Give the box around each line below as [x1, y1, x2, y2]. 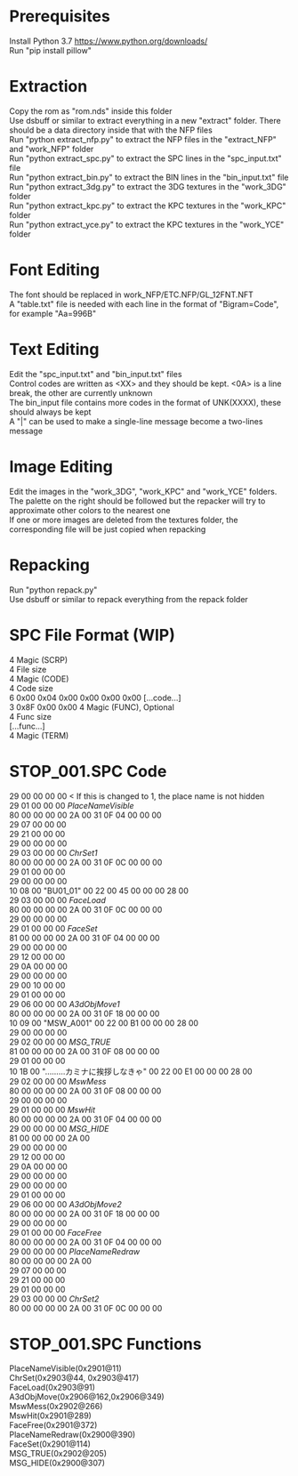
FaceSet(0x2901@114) [9, 1439, 92, 1449]
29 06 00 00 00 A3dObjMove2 [9, 1198, 122, 1209]
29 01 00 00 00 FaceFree [9, 1227, 102, 1238]
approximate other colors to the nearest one [9, 504, 171, 515]
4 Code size [9, 682, 53, 693]
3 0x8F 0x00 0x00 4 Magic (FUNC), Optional [9, 701, 175, 713]
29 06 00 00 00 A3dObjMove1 [9, 998, 120, 1009]
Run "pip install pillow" [9, 44, 92, 55]
